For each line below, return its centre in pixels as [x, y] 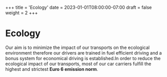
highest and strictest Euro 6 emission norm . [52, 69]
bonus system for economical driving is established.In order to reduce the [83, 58]
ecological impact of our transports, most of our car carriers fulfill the [78, 64]
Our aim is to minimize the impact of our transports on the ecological [77, 47]
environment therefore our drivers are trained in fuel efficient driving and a [83, 53]
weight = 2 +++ [22, 13]
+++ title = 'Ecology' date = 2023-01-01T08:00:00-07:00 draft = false [79, 7]
